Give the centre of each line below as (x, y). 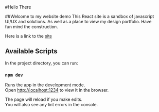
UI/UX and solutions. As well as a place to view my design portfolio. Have (78, 22)
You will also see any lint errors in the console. (52, 105)
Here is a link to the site (29, 36)
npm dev (14, 75)
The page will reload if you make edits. (44, 99)
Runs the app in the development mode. (45, 85)
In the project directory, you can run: (42, 63)
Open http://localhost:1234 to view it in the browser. (57, 90)
